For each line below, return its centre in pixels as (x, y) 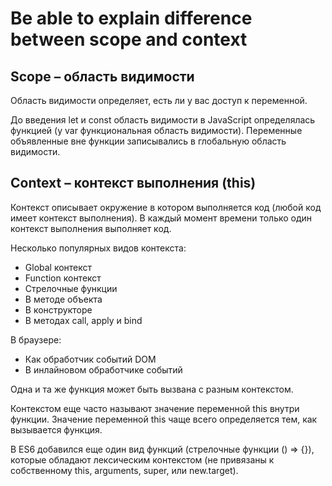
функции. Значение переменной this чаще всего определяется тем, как (164, 419)
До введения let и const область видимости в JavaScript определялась (163, 120)
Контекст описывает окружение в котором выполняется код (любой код (166, 207)
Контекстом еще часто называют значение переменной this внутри (155, 408)
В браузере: (36, 339)
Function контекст (63, 278)
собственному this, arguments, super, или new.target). (124, 470)
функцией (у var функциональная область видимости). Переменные (156, 130)
